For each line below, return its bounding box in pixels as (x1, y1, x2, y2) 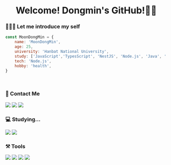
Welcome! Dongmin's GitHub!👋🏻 (15, 5, 157, 16)
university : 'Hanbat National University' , (14, 49, 109, 54)
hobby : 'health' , (14, 63, 52, 68)
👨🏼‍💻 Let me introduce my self (5, 23, 81, 30)
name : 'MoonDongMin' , (14, 40, 61, 45)
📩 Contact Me (5, 90, 40, 97)
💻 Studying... (5, 116, 41, 123)
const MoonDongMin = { (5, 34, 54, 40)
